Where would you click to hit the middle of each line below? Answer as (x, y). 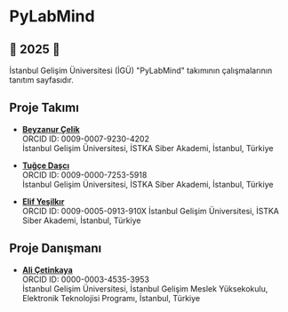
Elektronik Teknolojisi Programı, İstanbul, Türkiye (111, 298)
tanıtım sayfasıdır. (41, 80)
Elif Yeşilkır (43, 201)
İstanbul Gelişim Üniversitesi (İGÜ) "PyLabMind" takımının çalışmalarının (141, 70)
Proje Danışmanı (56, 248)
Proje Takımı (44, 108)
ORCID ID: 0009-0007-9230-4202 (85, 139)
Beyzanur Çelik (51, 129)
